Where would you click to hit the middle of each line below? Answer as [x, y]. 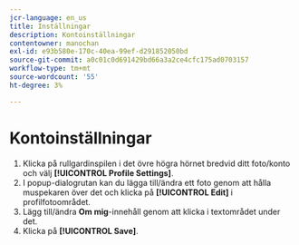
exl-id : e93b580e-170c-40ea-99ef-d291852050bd [99, 52]
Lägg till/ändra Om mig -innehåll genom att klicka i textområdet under [151, 211]
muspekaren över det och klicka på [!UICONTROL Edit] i [128, 192]
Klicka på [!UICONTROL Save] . [80, 230]
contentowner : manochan [54, 43]
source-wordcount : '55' [54, 77]
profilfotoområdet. [56, 201]
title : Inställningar [50, 26]
